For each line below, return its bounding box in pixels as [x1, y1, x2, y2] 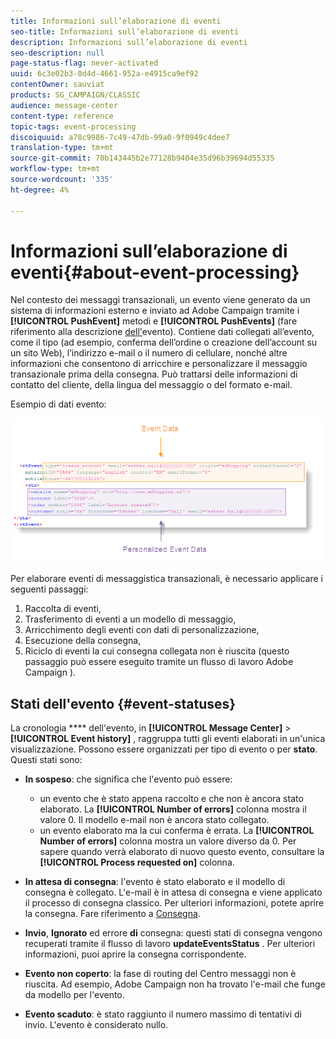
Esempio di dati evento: [10, 398, 107, 410]
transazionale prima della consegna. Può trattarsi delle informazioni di [10, 368, 298, 380]
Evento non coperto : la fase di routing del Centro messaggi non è [24, 968, 297, 980]
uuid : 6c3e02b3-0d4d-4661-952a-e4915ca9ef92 [10, 69, 199, 79]
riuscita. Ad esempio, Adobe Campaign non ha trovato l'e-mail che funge [24, 978, 326, 990]
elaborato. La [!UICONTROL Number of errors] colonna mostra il [39, 803, 307, 815]
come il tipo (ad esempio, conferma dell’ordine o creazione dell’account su [10, 336, 318, 349]
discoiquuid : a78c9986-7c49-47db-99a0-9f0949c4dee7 [10, 132, 230, 142]
